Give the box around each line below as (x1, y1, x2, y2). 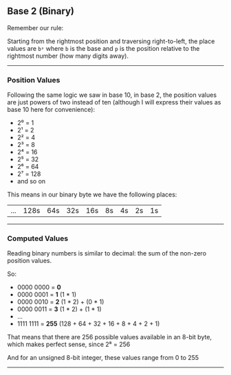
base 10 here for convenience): (7, 106, 95, 114)
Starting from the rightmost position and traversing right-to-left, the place (7, 37, 215, 45)
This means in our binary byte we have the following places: (7, 190, 177, 198)
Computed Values (7, 234, 69, 243)
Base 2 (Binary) (7, 5, 74, 17)
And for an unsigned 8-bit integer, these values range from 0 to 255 (7, 354, 199, 362)
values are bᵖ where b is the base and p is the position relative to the (7, 44, 200, 52)
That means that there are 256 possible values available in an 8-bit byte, (7, 333, 212, 341)
